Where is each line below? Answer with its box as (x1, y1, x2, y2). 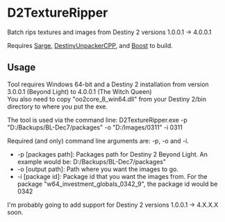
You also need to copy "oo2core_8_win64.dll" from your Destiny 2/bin (7, 95, 207, 103)
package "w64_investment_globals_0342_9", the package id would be (17, 180, 218, 188)
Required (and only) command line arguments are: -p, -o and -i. (7, 136, 189, 145)
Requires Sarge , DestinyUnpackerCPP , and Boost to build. (7, 41, 174, 49)
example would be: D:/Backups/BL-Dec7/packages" (17, 157, 167, 166)
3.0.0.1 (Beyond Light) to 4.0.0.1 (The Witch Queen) (7, 87, 152, 95)
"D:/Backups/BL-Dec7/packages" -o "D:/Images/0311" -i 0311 (7, 123, 183, 132)
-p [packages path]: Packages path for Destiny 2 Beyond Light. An (17, 150, 208, 158)
